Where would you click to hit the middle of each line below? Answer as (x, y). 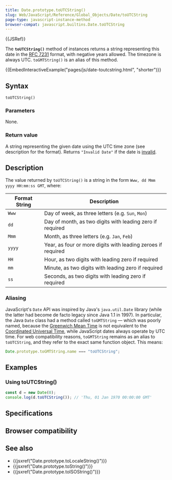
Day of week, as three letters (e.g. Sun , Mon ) (96, 214)
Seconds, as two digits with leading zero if (95, 276)
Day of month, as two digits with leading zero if (101, 222)
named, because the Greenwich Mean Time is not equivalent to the (76, 325)
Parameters (20, 110)
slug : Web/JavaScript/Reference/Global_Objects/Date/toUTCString (76, 15)
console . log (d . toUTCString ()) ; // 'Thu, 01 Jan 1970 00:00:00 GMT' (79, 398)
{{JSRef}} (15, 39)
